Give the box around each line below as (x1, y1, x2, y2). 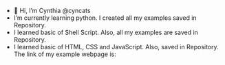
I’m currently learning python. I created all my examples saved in (13, 14, 197, 22)
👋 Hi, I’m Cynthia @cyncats (13, 7, 91, 14)
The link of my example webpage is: (13, 50, 116, 58)
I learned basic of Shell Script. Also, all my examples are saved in (13, 28, 198, 36)
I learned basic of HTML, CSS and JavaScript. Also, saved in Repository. (13, 43, 219, 51)
